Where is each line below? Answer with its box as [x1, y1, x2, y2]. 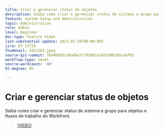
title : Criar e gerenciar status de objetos [5, 7, 97, 12]
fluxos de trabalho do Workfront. [5, 113, 71, 119]
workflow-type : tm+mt [5, 57, 49, 62]
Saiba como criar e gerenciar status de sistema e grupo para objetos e [5, 108, 147, 113]
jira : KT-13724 [5, 44, 36, 48]
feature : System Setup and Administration [5, 16, 93, 21]
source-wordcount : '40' [5, 62, 54, 66]
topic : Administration [5, 21, 51, 26]
